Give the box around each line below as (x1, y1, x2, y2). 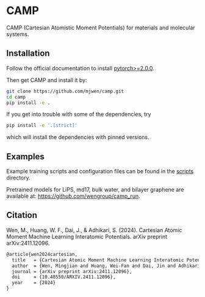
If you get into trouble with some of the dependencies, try (6, 111, 151, 118)
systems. (6, 30, 29, 37)
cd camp (6, 94, 26, 100)
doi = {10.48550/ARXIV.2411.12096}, (12, 274, 116, 280)
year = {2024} (12, 280, 56, 286)
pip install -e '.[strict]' (6, 122, 78, 129)
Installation (6, 48, 50, 59)
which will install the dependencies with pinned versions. (6, 133, 149, 141)
